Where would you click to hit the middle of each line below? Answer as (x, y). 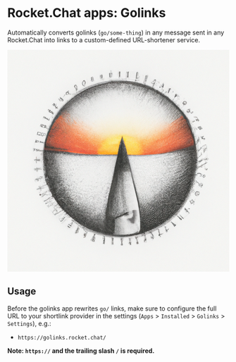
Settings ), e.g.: (29, 323)
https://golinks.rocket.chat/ (62, 337)
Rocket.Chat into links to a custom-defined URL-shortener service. (104, 39)
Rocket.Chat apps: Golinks (87, 13)
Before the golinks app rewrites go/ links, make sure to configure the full (112, 308)
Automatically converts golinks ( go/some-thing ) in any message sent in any (116, 32)
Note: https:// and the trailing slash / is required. (81, 351)
